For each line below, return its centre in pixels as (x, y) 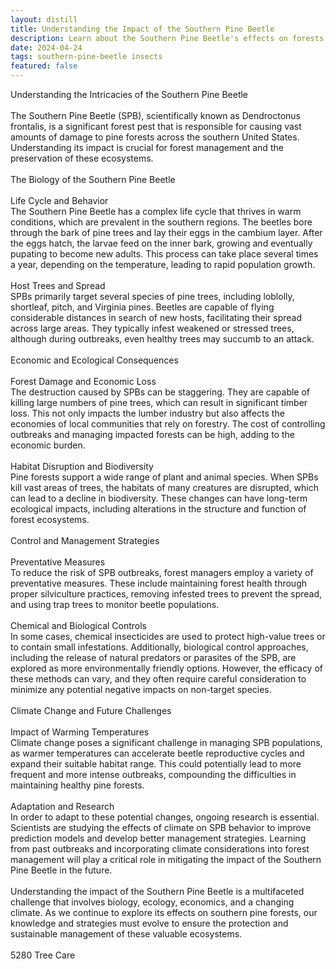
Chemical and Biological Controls (79, 625)
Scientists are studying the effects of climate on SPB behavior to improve (161, 827)
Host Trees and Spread (58, 285)
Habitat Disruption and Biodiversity (82, 466)
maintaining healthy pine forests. (77, 785)
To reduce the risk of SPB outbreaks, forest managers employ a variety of (162, 572)
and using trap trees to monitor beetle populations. (115, 604)
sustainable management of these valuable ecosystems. (126, 934)
